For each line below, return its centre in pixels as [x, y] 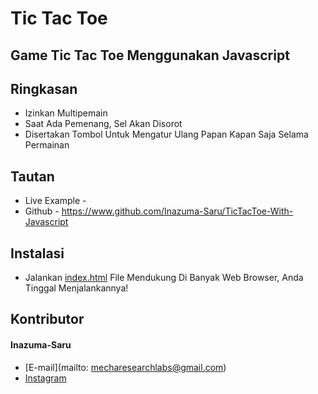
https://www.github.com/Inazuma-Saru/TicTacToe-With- [177, 211]
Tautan [32, 176]
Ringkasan [44, 88]
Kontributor [47, 319]
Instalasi [37, 253]
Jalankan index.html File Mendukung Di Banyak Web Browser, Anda [164, 278]
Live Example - [55, 201]
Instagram [45, 378]
